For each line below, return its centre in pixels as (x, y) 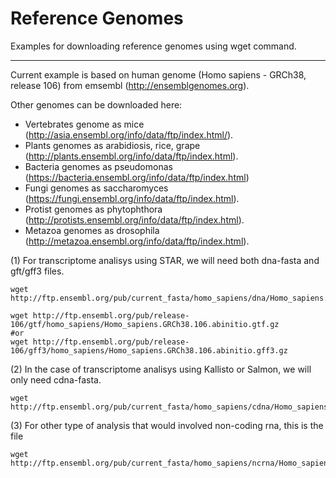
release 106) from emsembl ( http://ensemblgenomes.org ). (130, 85)
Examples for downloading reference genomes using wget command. (153, 46)
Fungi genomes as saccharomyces (96, 188)
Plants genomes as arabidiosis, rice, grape (112, 145)
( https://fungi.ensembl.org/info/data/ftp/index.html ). (132, 198)
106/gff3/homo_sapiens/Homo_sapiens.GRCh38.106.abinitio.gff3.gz (149, 350)
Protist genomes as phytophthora (93, 209)
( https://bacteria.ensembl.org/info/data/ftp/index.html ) (137, 177)
